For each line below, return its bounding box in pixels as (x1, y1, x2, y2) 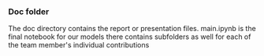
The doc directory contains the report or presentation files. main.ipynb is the (8, 24, 256, 33)
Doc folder (8, 6, 50, 17)
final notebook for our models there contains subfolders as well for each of (8, 32, 251, 41)
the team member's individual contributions (8, 40, 150, 50)
